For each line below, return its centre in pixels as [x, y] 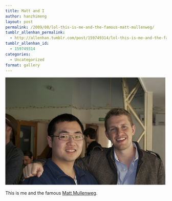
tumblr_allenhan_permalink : [35, 33]
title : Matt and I [25, 11]
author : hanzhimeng [26, 16]
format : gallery [23, 65]
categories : [18, 54]
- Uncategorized [27, 60]
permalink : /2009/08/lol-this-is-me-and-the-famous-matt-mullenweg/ [80, 27]
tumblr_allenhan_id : [27, 44]
